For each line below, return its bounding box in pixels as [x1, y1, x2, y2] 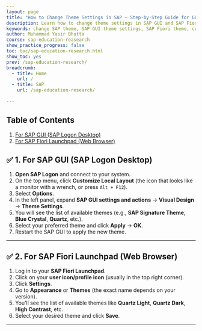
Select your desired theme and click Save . [14, 312, 120, 320]
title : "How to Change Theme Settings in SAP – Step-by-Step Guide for [6, 14, 189, 20]
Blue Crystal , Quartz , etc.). [14, 215, 83, 223]
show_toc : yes [6, 54, 42, 60]
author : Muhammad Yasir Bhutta [6, 31, 85, 37]
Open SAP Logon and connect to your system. [14, 171, 131, 178]
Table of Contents [6, 115, 75, 125]
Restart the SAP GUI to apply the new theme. [14, 228, 126, 235]
